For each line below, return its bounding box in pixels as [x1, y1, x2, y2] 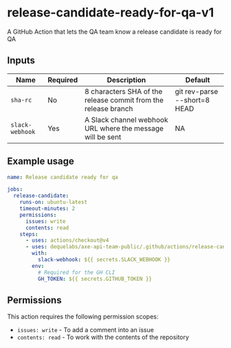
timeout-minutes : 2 [19, 205, 76, 212]
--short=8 [175, 95, 210, 104]
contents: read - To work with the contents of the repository [16, 333, 189, 341]
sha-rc [10, 96, 32, 104]
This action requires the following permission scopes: [7, 312, 159, 321]
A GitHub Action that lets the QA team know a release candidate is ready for [7, 27, 222, 36]
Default [185, 75, 210, 84]
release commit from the [85, 95, 164, 104]
